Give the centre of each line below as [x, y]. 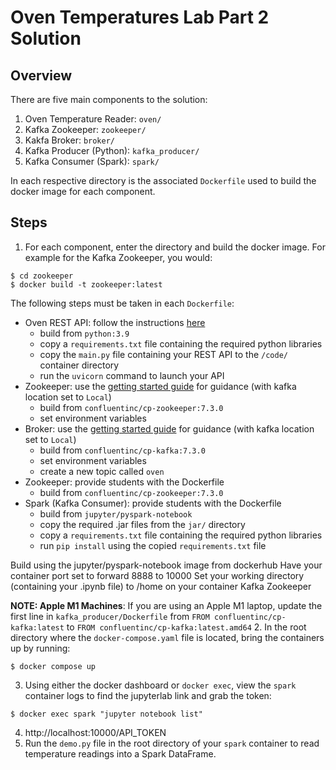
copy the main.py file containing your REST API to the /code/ [163, 354]
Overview [41, 75]
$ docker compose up [53, 666]
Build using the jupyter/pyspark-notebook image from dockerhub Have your [166, 565]
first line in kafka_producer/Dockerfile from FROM [110, 616]
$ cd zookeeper [42, 276]
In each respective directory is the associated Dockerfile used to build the [163, 180]
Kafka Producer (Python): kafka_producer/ [112, 150]
